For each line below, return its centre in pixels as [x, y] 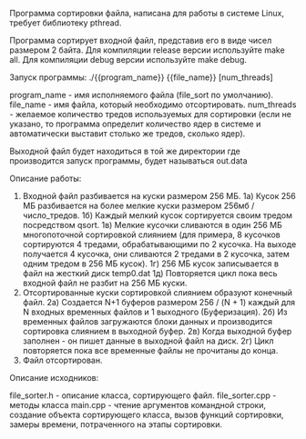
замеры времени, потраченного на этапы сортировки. [116, 424]
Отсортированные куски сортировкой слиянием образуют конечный [158, 293]
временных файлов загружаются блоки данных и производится [148, 321]
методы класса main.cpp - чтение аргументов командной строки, [138, 405]
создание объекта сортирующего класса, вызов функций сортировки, [147, 414]
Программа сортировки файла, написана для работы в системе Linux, [147, 13]
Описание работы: [46, 178]
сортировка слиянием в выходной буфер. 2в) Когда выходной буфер [157, 331]
